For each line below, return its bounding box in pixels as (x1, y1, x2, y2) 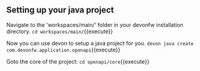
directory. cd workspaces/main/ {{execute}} (6, 28, 113, 35)
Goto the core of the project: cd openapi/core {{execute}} (6, 58, 150, 65)
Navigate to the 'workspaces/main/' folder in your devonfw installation (6, 21, 183, 28)
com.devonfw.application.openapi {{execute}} (6, 46, 120, 53)
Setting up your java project (6, 5, 114, 15)
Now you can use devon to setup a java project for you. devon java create (6, 39, 194, 47)
